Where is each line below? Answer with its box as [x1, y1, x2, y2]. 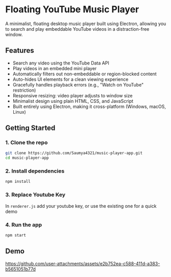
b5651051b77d [5, 266, 36, 272]
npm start [5, 232, 27, 238]
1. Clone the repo [5, 139, 48, 146]
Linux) [12, 109, 27, 115]
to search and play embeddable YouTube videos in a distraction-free [5, 26, 150, 32]
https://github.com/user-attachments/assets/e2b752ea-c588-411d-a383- [5, 260, 160, 267]
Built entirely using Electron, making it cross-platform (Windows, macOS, [12, 103, 166, 110]
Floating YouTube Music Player [5, 4, 139, 15]
